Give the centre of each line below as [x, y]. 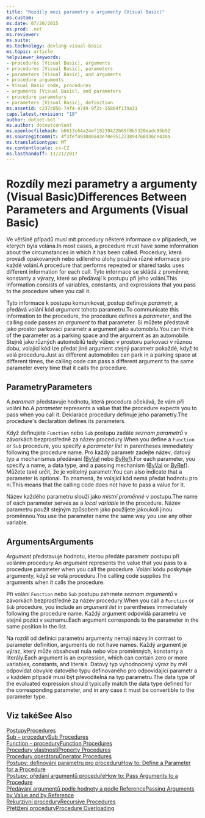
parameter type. [27, 697]
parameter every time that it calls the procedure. [67, 368]
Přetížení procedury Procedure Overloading [60, 808]
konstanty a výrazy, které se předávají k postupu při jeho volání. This [92, 279]
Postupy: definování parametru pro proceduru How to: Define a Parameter [99, 763]
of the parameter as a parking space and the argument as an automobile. [98, 335]
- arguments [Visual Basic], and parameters [64, 91]
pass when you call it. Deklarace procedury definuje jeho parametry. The [97, 414]
